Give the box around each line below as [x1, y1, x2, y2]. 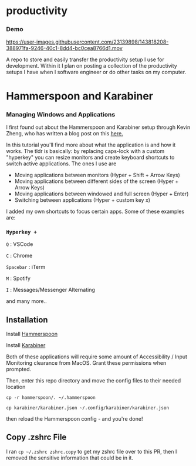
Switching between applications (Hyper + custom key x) [14, 196, 151, 204]
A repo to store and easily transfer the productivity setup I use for [6, 56, 164, 63]
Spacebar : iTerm [6, 264, 46, 271]
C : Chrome [6, 252, 33, 259]
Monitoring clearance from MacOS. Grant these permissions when [6, 360, 167, 367]
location [6, 384, 26, 391]
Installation [6, 315, 48, 325]
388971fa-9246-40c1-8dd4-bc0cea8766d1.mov [6, 45, 123, 52]
